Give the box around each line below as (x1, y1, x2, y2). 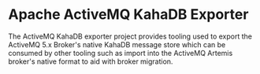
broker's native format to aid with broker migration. (8, 57, 173, 66)
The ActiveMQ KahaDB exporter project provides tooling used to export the (8, 31, 252, 41)
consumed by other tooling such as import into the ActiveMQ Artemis (8, 48, 233, 57)
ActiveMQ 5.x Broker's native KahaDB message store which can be (8, 39, 226, 49)
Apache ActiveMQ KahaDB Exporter (8, 6, 249, 24)
